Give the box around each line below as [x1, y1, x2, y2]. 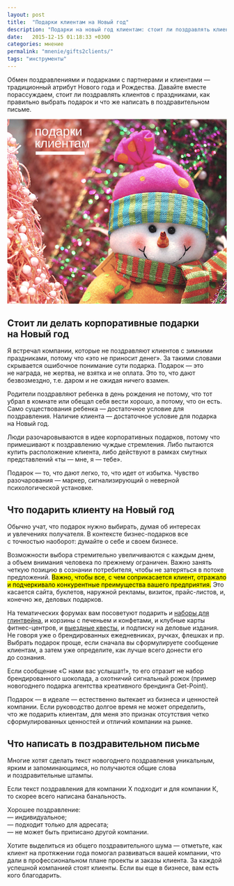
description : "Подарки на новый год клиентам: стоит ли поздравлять [7, 26, 210, 33]
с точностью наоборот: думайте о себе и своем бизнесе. [7, 538, 179, 546]
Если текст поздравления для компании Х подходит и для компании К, [7, 785, 219, 793]
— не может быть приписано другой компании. [7, 828, 149, 836]
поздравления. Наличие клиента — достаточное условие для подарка [7, 412, 217, 420]
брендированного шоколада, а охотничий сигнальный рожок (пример [7, 674, 217, 683]
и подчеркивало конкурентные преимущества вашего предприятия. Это [7, 580, 224, 589]
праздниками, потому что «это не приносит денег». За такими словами [7, 354, 221, 362]
